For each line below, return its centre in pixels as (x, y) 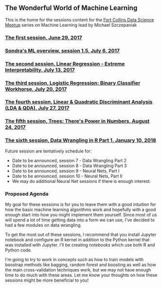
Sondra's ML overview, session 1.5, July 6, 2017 (63, 51)
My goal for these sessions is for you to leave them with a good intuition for (81, 204)
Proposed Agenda (27, 193)
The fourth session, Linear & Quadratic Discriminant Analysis (79, 102)
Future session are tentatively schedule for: (48, 151)
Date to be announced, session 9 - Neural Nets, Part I (66, 171)
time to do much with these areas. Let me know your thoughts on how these (81, 275)
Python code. (18, 250)
